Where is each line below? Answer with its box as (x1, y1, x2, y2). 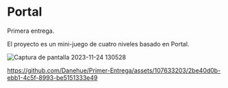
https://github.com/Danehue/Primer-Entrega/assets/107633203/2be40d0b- (7, 66, 221, 74)
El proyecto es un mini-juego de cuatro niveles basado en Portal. (7, 40, 190, 48)
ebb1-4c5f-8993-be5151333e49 (7, 73, 98, 82)
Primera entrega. (7, 27, 55, 35)
